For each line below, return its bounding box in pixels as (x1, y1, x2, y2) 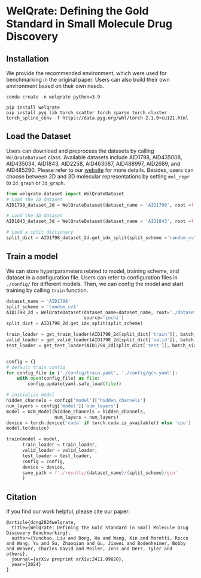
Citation (6, 491, 37, 502)
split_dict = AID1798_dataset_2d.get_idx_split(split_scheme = (6, 235, 167, 241)
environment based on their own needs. (6, 82, 105, 90)
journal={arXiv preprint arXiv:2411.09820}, (11, 556, 124, 562)
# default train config (6, 364, 66, 370)
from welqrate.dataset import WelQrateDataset (6, 190, 124, 196)
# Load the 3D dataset (6, 213, 63, 219)
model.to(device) (6, 425, 50, 431)
